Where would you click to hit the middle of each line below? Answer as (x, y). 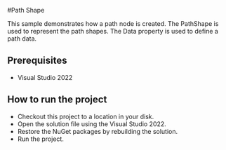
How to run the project (57, 100)
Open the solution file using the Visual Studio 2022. (92, 124)
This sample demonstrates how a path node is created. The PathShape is (113, 23)
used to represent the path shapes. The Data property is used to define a (113, 31)
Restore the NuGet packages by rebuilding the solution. (98, 131)
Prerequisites (37, 61)
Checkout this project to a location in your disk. (86, 116)
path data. (22, 39)
